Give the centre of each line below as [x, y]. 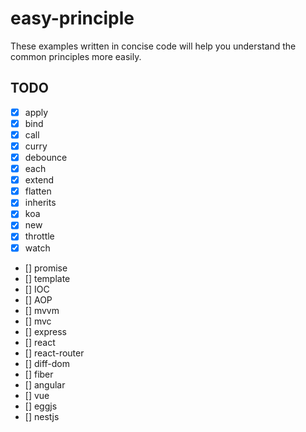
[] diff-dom [47, 363]
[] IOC [37, 289]
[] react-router [54, 353]
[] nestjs [42, 416]
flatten [38, 191]
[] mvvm [42, 310]
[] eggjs [41, 406]
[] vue [37, 395]
